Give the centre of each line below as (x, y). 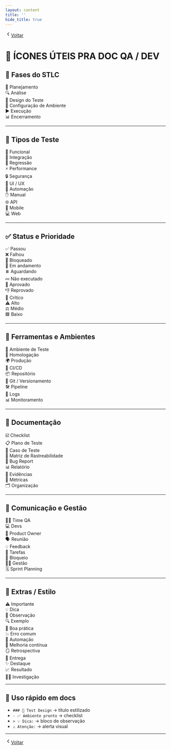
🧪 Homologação (22, 355)
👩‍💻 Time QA (18, 520)
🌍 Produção (18, 360)
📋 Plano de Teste (24, 443)
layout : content (22, 10)
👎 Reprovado (20, 290)
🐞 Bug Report (19, 461)
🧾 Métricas (17, 480)
